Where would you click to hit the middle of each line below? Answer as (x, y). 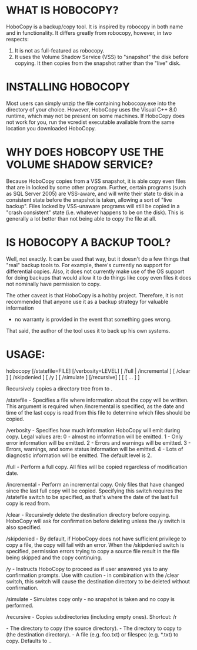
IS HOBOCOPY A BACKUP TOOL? (89, 242)
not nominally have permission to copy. (54, 284)
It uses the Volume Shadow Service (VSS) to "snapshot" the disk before (102, 57)
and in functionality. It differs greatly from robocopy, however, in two (89, 32)
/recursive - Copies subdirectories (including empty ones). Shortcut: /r (92, 616)
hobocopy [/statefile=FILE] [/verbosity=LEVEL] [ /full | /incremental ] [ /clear (98, 371)
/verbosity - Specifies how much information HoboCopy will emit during (93, 430)
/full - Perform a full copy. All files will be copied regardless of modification (97, 467)
